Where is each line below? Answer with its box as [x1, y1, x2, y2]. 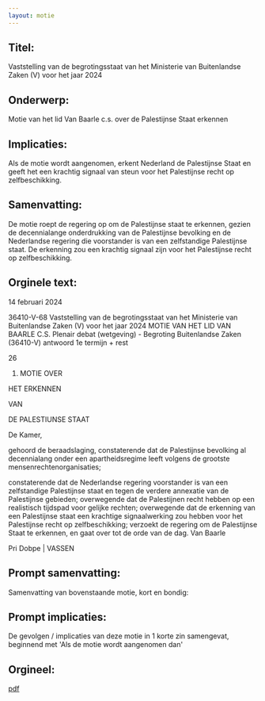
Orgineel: [8, 663, 55, 676]
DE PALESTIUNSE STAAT [8, 414, 90, 424]
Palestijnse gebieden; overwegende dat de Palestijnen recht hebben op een [8, 494, 256, 504]
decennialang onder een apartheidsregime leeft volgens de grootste [8, 454, 230, 463]
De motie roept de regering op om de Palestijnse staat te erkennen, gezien [8, 219, 251, 228]
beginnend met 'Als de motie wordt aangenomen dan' [8, 640, 184, 649]
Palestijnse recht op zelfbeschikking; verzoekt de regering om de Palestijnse [8, 519, 258, 529]
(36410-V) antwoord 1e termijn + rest [8, 338, 129, 347]
